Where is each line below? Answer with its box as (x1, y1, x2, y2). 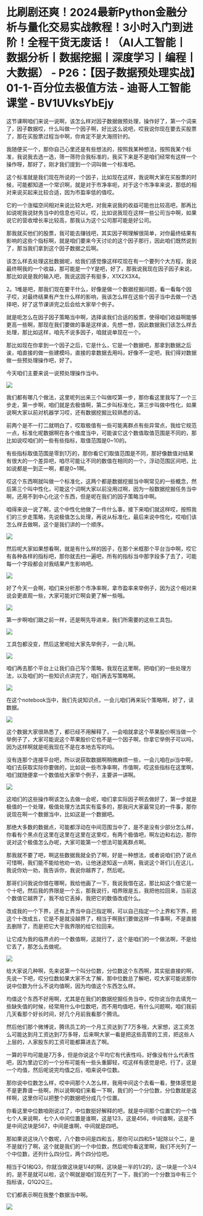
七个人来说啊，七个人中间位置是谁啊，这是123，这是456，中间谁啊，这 (6, 1114, 184, 1122)
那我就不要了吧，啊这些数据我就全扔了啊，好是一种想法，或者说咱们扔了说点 (6, 851, 197, 858)
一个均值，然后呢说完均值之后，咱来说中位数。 (6, 1066, 123, 1073)
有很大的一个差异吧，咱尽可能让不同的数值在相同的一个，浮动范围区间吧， (6, 457, 192, 464)
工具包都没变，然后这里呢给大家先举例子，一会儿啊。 (6, 640, 139, 648)
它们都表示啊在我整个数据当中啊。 (6, 1191, 91, 1198)
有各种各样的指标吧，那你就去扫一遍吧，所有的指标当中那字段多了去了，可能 (6, 552, 197, 560)
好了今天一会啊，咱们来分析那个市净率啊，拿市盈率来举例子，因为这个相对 (6, 584, 192, 591)
